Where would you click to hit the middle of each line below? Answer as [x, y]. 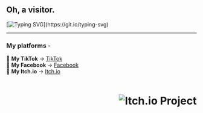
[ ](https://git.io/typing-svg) [57, 24]
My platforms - [29, 46]
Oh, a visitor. [31, 10]
